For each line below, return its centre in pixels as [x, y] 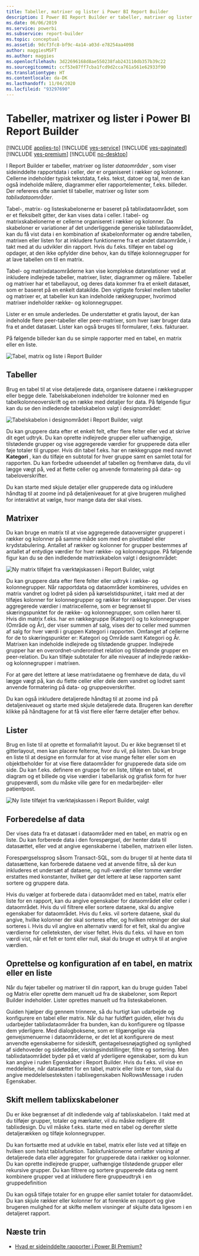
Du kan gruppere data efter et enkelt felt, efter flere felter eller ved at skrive [98, 431]
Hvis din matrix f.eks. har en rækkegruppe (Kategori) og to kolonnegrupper [98, 619]
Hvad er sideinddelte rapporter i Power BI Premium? [78, 1246]
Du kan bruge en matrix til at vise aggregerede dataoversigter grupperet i [96, 533]
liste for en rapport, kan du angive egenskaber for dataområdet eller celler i [98, 901]
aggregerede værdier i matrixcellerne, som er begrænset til [79, 606]
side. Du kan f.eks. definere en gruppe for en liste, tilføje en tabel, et [89, 770]
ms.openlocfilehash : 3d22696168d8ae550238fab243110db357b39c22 [86, 61]
